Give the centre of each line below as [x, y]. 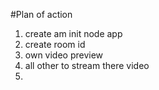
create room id [55, 44]
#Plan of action [41, 14]
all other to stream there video [87, 65]
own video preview [64, 55]
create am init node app [73, 33]
